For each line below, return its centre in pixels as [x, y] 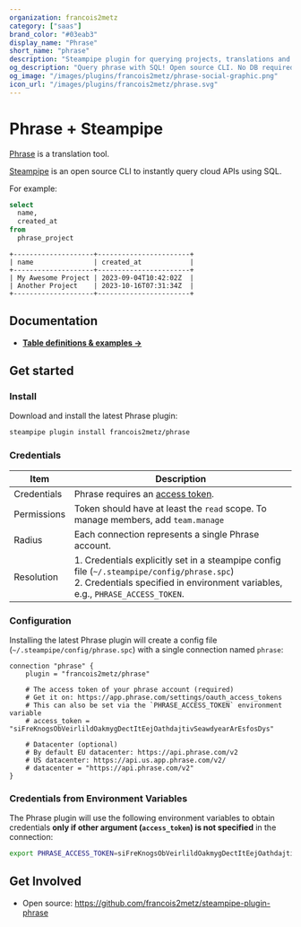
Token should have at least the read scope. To [170, 508]
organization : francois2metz [64, 17]
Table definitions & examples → [82, 343]
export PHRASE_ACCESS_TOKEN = [64, 853]
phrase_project [46, 239]
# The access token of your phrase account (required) [130, 689]
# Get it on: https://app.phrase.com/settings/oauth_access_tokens [154, 697]
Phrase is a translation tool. [60, 153]
